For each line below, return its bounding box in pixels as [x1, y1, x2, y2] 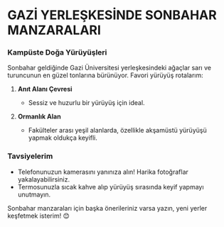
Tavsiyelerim [7, 151, 53, 161]
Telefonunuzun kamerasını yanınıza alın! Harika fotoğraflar [17, 167, 188, 176]
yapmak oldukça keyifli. [28, 133, 98, 142]
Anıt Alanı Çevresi [17, 85, 73, 94]
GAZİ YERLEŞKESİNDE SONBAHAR [7, 7, 217, 23]
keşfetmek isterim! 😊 [7, 211, 70, 220]
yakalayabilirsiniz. [17, 175, 70, 184]
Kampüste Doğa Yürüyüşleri [7, 48, 107, 57]
